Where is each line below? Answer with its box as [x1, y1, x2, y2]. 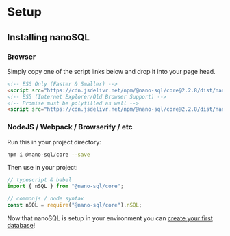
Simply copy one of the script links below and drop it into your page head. [7, 67, 216, 75]
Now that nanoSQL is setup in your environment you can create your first [7, 213, 214, 222]
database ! [7, 221, 36, 229]
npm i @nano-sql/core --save [7, 151, 90, 158]
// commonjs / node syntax [7, 196, 84, 202]
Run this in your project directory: [7, 137, 101, 146]
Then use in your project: [7, 163, 78, 172]
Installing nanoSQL [7, 31, 90, 43]
